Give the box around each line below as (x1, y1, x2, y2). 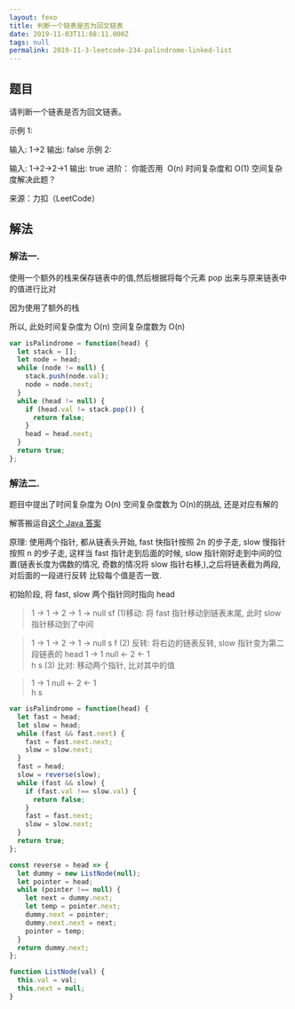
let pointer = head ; (17, 877, 93, 886)
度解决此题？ (9, 174, 56, 185)
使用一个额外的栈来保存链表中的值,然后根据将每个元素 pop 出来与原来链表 (9, 272, 280, 282)
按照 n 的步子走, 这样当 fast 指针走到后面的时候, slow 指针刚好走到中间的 (9, 548, 275, 559)
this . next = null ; (17, 984, 86, 993)
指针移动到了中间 (30, 619, 94, 630)
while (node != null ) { (17, 363, 105, 373)
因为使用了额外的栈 (9, 302, 80, 313)
